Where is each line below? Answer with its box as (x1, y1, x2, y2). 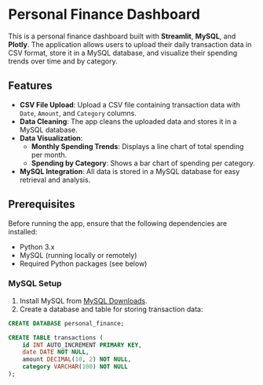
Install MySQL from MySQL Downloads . (19, 296, 148, 305)
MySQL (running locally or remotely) (19, 250, 137, 260)
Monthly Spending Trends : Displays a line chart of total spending (31, 141, 244, 151)
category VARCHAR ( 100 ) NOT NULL (22, 363, 128, 371)
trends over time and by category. (8, 56, 118, 66)
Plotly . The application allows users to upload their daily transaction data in (8, 39, 252, 49)
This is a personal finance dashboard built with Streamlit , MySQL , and (8, 31, 236, 41)
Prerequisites (8, 198, 75, 211)
